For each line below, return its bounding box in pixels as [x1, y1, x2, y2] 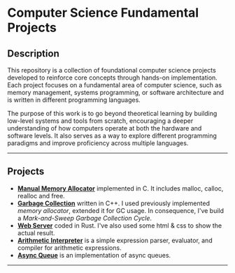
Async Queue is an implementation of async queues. [17, 251, 171, 259]
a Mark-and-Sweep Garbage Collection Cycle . [17, 214, 152, 222]
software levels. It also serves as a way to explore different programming [7, 131, 217, 140]
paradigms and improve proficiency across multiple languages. [7, 139, 189, 147]
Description [7, 47, 59, 59]
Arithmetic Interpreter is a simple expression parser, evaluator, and [17, 236, 213, 244]
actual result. [17, 228, 55, 237]
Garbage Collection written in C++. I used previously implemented [17, 199, 210, 207]
